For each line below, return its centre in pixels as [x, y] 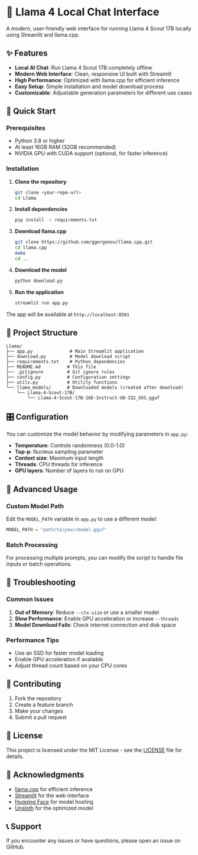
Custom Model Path [35, 506]
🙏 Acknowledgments [45, 775]
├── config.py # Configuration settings [69, 378]
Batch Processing [32, 545]
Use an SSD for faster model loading [59, 653]
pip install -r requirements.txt [56, 220]
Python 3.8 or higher [40, 141]
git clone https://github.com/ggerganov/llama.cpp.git [84, 242]
